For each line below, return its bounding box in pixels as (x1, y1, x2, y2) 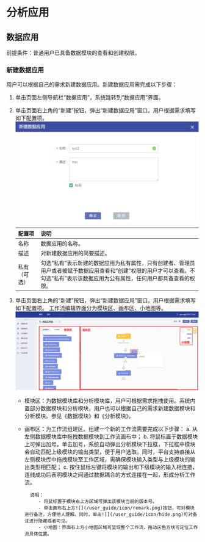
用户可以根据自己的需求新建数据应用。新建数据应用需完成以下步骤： (6, 81, 178, 89)
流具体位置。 (24, 530, 52, 537)
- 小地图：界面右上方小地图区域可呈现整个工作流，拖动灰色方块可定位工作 (38, 524, 198, 530)
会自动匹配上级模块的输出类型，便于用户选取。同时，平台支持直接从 (24, 448, 196, 455)
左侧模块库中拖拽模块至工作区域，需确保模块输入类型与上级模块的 (24, 455, 190, 463)
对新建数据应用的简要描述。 (40, 250, 111, 257)
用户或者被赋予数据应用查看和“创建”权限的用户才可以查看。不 (40, 267, 195, 274)
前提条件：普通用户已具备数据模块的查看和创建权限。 (6, 49, 140, 56)
